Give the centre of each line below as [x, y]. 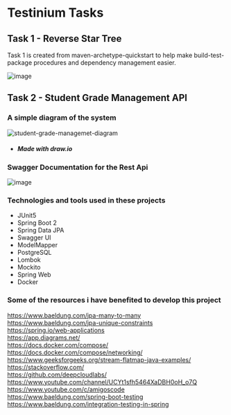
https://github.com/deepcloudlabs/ [57, 375]
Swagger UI [34, 237]
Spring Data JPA [41, 230]
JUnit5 [27, 216]
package [20, 63]
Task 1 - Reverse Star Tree [65, 39]
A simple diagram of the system [62, 118]
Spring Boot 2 [37, 223]
